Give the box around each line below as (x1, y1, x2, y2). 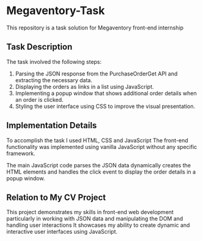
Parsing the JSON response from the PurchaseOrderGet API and (15, 70, 178, 77)
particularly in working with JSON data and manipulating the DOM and (6, 215, 183, 223)
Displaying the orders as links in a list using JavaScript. (15, 83, 154, 90)
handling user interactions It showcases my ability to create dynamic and (6, 221, 190, 229)
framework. (6, 150, 35, 157)
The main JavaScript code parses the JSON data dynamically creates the (6, 161, 191, 169)
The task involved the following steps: (6, 58, 102, 65)
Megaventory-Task (6, 4, 105, 18)
